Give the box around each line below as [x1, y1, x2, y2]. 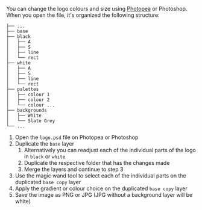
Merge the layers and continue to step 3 [24, 165, 124, 173]
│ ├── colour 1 [6, 91, 50, 97]
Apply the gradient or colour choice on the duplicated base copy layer [14, 185, 188, 192]
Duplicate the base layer [14, 140, 74, 147]
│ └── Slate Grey [6, 118, 55, 124]
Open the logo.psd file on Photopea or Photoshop [14, 134, 139, 141]
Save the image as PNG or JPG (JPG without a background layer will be [14, 191, 193, 198]
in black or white [24, 153, 66, 160]
